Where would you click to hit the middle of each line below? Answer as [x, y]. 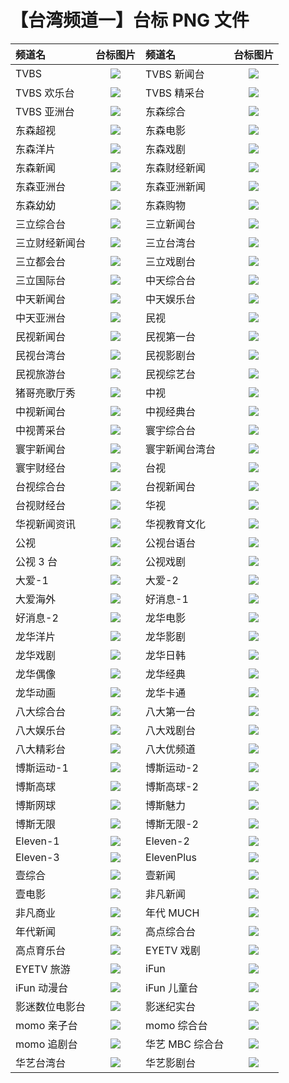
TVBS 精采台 [175, 93]
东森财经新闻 [176, 168]
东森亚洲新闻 [176, 186]
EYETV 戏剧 [173, 950]
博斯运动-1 [42, 768]
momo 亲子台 [46, 1025]
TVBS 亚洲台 [45, 111]
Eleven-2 [167, 841]
